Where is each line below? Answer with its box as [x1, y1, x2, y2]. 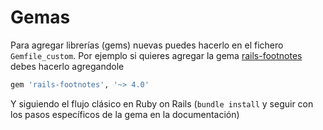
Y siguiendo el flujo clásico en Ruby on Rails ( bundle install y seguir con [10, 97, 314, 110]
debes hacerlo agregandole [10, 60, 125, 72]
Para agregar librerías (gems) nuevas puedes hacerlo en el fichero [10, 39, 284, 51]
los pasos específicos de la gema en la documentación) [10, 108, 240, 120]
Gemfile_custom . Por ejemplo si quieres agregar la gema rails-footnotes [10, 49, 303, 61]
